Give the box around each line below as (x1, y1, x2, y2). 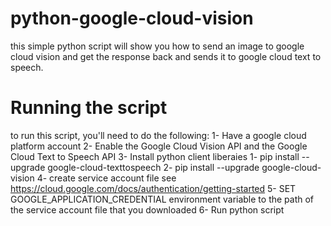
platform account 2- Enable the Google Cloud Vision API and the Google (10, 140, 308, 152)
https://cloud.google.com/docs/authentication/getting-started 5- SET (10, 182, 297, 194)
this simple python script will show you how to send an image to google (10, 40, 305, 52)
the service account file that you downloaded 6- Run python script (10, 203, 285, 216)
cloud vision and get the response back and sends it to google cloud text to (10, 50, 322, 62)
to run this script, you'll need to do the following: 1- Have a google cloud (10, 129, 307, 141)
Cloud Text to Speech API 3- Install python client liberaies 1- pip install (10, 150, 300, 162)
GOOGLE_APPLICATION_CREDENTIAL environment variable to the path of (10, 193, 315, 205)
